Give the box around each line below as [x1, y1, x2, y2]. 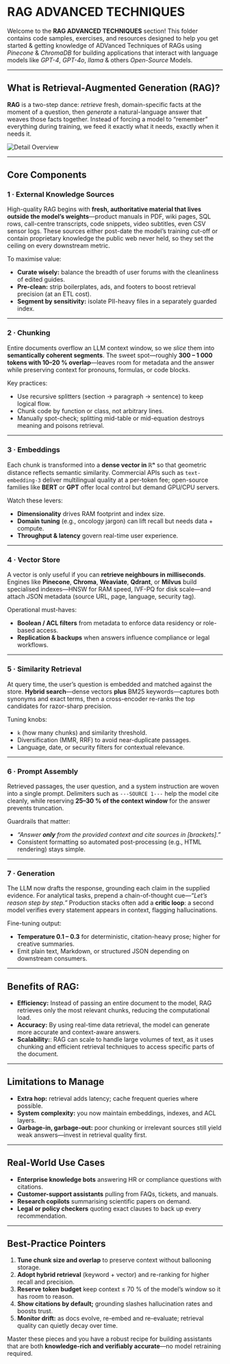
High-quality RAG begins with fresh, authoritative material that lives [7, 205, 202, 213]
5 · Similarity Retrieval [7, 664, 82, 674]
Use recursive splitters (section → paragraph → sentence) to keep [16, 392, 204, 400]
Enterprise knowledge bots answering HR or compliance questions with [16, 1175, 222, 1183]
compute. [16, 524, 44, 533]
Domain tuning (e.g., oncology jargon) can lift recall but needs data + [16, 517, 214, 525]
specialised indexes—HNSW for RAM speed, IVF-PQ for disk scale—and [7, 585, 211, 594]
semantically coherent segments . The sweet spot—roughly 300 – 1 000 [7, 351, 214, 359]
